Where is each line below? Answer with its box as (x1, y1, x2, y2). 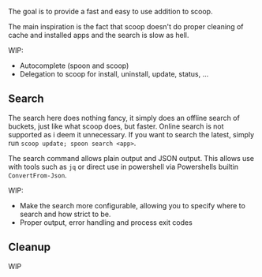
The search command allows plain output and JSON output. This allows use (8, 153, 255, 163)
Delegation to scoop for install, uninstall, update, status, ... (19, 69, 209, 78)
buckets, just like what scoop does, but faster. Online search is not (8, 122, 224, 131)
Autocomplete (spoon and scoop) (19, 61, 129, 70)
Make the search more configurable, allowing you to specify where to (19, 200, 246, 210)
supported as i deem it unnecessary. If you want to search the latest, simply (8, 129, 255, 139)
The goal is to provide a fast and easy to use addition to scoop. (8, 7, 213, 16)
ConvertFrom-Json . (8, 170, 67, 180)
